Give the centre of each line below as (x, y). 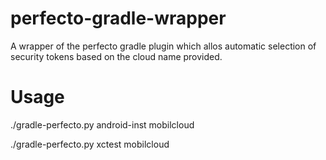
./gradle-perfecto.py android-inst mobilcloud (102, 124)
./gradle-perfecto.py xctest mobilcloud (90, 144)
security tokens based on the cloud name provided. (116, 56)
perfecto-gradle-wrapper (118, 18)
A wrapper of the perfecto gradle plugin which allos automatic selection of (163, 46)
